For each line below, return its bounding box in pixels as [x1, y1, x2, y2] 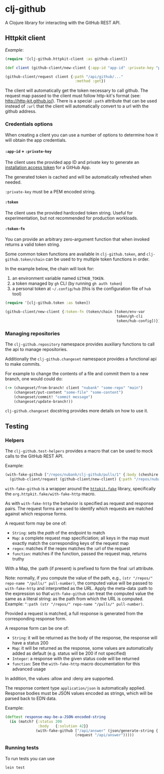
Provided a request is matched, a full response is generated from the [5, 610, 143, 616]
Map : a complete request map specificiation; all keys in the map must [12, 535, 150, 541]
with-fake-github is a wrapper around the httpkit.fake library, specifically [5, 485, 156, 491]
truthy [12, 556, 24, 561]
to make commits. [5, 361, 41, 367]
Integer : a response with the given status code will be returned [12, 655, 140, 661]
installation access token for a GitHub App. [5, 164, 91, 170]
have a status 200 [12, 640, 49, 646]
